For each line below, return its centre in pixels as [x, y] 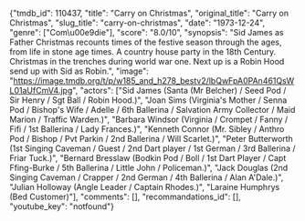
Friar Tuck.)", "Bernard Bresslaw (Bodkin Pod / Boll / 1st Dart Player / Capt [148, 158]
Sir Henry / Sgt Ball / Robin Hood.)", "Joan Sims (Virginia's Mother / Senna [148, 100]
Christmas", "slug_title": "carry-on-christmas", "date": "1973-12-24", [137, 23]
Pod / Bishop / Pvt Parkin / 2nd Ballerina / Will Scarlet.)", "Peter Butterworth [152, 139]
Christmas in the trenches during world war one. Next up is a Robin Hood [147, 61]
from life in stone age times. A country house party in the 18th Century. [143, 52]
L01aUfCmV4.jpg [41, 90]
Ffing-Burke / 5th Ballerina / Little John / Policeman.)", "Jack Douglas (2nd [149, 168]
